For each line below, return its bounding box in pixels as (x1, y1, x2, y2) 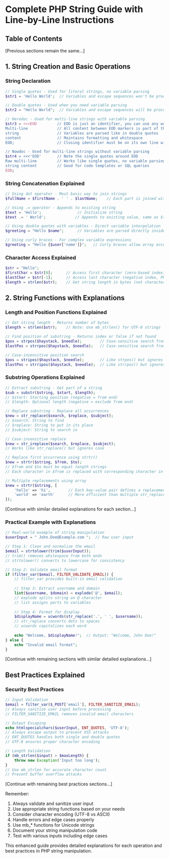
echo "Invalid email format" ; (14, 642, 78, 647)
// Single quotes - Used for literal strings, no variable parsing (5, 89, 150, 94)
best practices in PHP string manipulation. (5, 848, 92, 854)
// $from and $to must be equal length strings (5, 465, 107, 470)
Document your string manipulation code (12, 827, 98, 834)
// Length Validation (5, 748, 51, 753)
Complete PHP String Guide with (5, 4, 143, 15)
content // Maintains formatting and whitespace (5, 135, 143, 140)
